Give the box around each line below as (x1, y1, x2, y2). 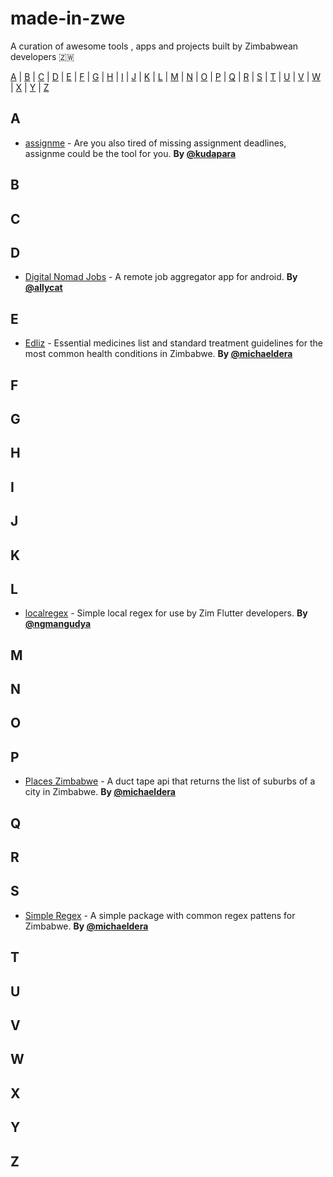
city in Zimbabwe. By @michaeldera (24, 786, 176, 798)
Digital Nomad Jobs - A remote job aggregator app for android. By (24, 271, 298, 283)
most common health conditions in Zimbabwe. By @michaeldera (24, 348, 293, 360)
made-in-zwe (10, 7, 126, 30)
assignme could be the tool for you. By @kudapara (24, 147, 237, 159)
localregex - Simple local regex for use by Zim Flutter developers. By (24, 607, 308, 619)
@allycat (24, 282, 63, 294)
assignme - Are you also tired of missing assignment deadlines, (24, 137, 287, 149)
